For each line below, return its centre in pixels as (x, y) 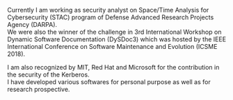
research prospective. (39, 89)
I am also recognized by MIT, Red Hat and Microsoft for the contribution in (113, 67)
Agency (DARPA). (32, 24)
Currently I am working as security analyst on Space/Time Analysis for (108, 10)
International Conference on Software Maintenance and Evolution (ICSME (112, 47)
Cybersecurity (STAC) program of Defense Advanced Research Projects (111, 17)
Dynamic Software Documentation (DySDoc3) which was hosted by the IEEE (117, 39)
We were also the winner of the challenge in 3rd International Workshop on (114, 32)
